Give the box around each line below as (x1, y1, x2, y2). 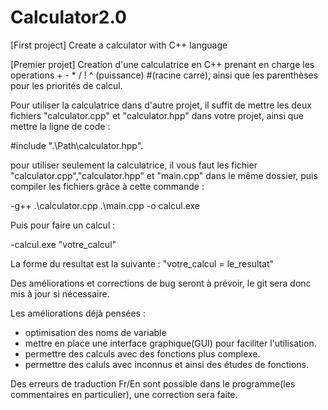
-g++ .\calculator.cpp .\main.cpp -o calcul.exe (10, 199, 201, 211)
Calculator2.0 (10, 6, 127, 29)
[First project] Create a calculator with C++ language (10, 39, 228, 51)
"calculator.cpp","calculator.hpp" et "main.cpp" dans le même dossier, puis (10, 169, 318, 181)
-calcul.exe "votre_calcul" (10, 238, 117, 250)
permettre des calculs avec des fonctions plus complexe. (24, 347, 261, 360)
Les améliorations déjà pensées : (10, 307, 146, 319)
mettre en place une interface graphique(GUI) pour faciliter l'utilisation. (24, 337, 317, 349)
